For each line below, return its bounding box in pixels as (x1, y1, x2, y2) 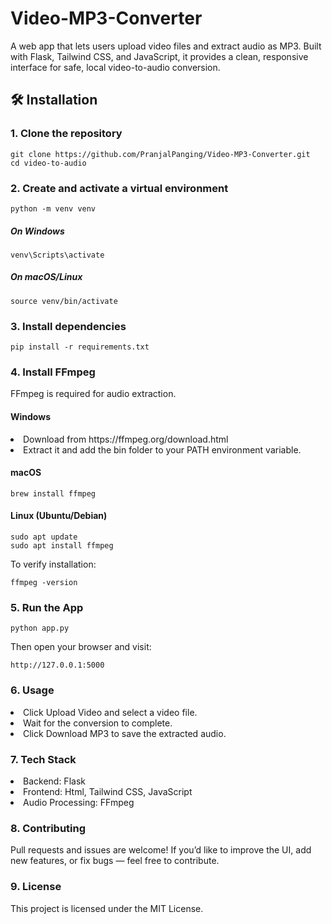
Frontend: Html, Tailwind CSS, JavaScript (23, 785, 193, 797)
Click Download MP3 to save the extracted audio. (23, 727, 227, 739)
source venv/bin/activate (10, 296, 118, 306)
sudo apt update (10, 532, 78, 542)
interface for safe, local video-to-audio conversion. (10, 61, 221, 73)
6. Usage (10, 683, 55, 697)
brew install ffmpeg (10, 488, 97, 499)
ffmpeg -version (10, 578, 78, 588)
